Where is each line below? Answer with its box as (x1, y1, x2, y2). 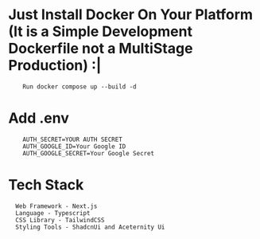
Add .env (8, 109, 69, 127)
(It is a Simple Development (8, 22, 193, 41)
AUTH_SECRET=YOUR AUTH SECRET (22, 135, 123, 143)
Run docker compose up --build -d (22, 82, 137, 91)
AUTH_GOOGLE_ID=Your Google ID (22, 142, 126, 151)
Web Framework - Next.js (15, 202, 98, 210)
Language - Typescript (15, 209, 91, 217)
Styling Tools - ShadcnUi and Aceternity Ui (15, 223, 165, 231)
